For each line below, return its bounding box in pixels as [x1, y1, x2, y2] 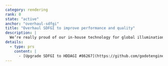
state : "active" [5, 16, 39, 21]
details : [5, 40, 23, 45]
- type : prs [9, 44, 35, 49]
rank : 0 [5, 12, 21, 17]
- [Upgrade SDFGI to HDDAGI [18, 53, 77, 59]
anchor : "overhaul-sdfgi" [5, 21, 59, 26]
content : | [14, 49, 37, 54]
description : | [5, 30, 37, 35]
